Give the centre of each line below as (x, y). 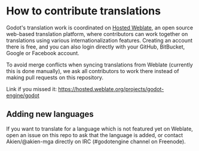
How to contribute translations (84, 11)
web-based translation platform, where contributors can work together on (97, 34)
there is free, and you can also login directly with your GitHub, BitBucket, (96, 47)
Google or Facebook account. (43, 53)
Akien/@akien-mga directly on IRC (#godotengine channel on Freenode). (96, 141)
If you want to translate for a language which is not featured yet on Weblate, (99, 129)
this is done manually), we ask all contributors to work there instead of (93, 71)
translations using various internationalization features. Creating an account (99, 40)
